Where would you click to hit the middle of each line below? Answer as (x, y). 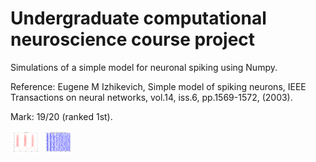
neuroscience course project (133, 39)
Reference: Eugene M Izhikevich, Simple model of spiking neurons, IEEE (158, 86)
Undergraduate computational (138, 18)
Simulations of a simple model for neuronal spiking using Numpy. (144, 67)
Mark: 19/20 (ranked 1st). (61, 116)
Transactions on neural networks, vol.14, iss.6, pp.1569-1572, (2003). (151, 97)
